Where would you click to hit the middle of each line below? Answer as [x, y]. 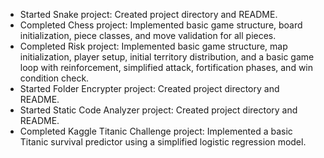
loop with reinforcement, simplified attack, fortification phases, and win [166, 67]
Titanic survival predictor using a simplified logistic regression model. [163, 142]
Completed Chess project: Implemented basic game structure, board [161, 25]
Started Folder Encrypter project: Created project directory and [149, 88]
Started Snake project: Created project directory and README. [148, 14]
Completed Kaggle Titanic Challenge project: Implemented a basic [156, 131]
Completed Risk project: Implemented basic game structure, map [153, 46]
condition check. [54, 78]
